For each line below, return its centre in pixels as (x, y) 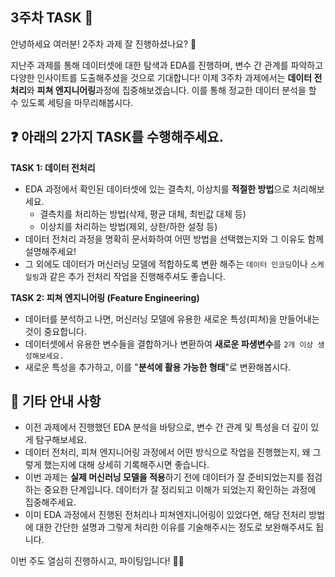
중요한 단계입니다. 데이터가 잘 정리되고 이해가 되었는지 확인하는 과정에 (180, 490)
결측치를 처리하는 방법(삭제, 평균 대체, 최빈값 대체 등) (143, 214)
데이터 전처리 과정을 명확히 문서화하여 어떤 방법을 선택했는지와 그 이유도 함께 (174, 239)
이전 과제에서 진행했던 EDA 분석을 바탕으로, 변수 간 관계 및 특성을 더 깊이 (166, 427)
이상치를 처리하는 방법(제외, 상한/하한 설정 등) (128, 226)
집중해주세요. (50, 502)
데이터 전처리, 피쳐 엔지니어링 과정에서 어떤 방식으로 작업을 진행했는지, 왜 (167, 452)
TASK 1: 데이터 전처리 (53, 167)
